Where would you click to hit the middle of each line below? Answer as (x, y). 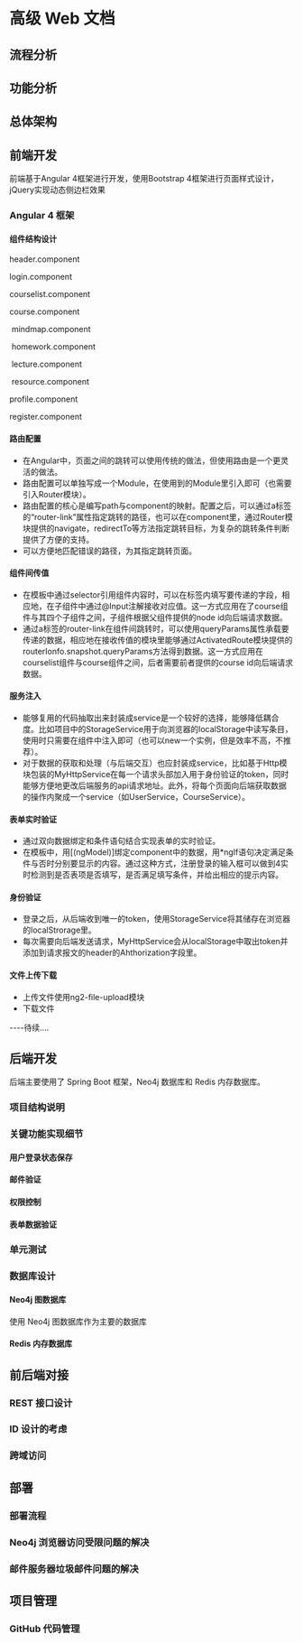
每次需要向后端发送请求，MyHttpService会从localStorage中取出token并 (155, 942)
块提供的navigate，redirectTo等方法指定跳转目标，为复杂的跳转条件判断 (156, 528)
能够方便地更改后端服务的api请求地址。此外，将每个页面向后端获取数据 (154, 785)
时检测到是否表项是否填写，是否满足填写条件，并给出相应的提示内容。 (153, 875)
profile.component (44, 399)
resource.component (50, 382)
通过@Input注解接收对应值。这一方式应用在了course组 (187, 606)
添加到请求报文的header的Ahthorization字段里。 (112, 952)
